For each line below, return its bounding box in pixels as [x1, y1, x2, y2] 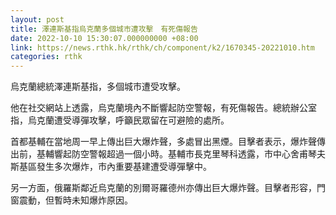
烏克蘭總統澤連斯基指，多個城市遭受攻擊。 [10, 81, 186, 93]
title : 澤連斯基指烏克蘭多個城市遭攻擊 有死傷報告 [10, 24, 198, 34]
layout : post [10, 14, 65, 25]
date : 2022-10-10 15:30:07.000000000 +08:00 [10, 33, 199, 43]
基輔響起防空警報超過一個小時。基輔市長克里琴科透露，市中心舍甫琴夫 [36, 148, 326, 160]
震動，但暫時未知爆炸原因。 [18, 194, 133, 206]
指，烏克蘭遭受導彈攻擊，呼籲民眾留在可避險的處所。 [10, 114, 230, 126]
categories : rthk [10, 52, 83, 62]
